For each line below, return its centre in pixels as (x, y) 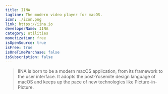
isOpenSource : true (26, 43)
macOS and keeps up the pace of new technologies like (75, 82)
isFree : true (19, 48)
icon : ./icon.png (23, 19)
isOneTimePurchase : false (32, 52)
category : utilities (27, 33)
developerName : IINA (27, 29)
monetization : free (26, 38)
